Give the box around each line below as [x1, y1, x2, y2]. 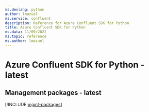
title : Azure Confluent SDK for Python [5, 25, 86, 30]
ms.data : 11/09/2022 [5, 29, 47, 34]
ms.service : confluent [5, 16, 51, 21]
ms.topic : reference [5, 34, 47, 39]
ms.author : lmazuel [5, 39, 45, 43]
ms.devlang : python [5, 7, 45, 12]
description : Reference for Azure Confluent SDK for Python [5, 20, 130, 26]
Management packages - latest [5, 89, 102, 97]
